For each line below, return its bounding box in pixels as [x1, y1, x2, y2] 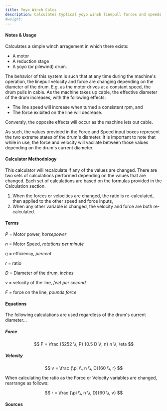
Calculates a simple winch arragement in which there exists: [5, 43, 129, 49]
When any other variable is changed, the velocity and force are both [12, 203, 153, 209]
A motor [12, 53, 29, 59]
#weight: [5, 16, 23, 21]
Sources [5, 401, 23, 407]
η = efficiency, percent [5, 250, 52, 256]
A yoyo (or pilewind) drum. [12, 63, 67, 69]
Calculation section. [5, 183, 46, 189]
